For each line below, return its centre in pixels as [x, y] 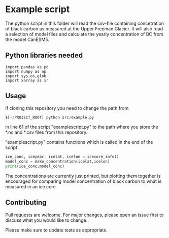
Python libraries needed [44, 55]
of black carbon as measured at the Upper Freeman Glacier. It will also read [84, 28]
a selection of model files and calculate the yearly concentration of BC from [84, 34]
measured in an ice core [30, 187]
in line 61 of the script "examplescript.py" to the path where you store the [82, 127]
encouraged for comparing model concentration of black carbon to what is [83, 181]
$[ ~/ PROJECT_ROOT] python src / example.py [50, 117]
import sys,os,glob [26, 76]
